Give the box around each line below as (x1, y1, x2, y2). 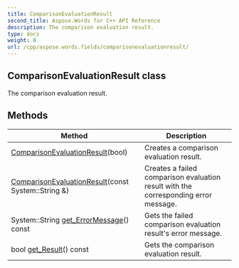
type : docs (7, 30, 40, 38)
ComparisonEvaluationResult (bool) (11, 147, 128, 157)
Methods (7, 110, 48, 122)
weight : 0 (7, 37, 37, 44)
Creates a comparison (144, 143, 218, 153)
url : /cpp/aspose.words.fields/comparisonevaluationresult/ (7, 43, 190, 51)
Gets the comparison (144, 239, 215, 249)
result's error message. (144, 228, 223, 238)
